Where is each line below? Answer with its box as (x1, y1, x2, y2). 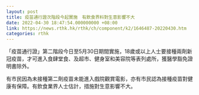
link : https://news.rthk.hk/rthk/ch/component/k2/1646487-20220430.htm (6, 25, 187, 31)
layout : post (6, 8, 38, 15)
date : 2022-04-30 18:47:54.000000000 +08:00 (6, 20, 118, 26)
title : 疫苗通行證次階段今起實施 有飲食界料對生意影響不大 (6, 14, 135, 20)
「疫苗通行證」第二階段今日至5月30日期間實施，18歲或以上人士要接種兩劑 (6, 48, 188, 55)
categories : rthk (6, 31, 49, 37)
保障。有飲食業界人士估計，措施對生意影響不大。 (16, 83, 136, 90)
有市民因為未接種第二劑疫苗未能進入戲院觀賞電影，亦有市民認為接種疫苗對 (6, 75, 188, 83)
